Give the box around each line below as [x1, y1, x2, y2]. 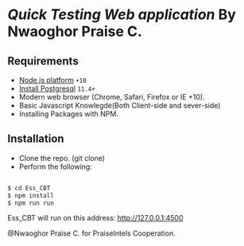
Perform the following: [18, 162, 92, 171]
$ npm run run [7, 199, 55, 207]
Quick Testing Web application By [7, 6, 236, 24]
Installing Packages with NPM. [18, 109, 118, 119]
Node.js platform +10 [18, 76, 87, 84]
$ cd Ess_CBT [7, 184, 51, 192]
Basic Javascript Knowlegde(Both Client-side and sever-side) [18, 101, 221, 110]
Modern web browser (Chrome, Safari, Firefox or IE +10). [18, 92, 205, 101]
